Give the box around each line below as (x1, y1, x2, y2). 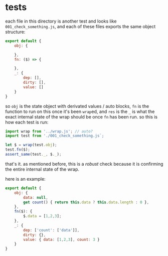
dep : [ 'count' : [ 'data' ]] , (23, 227, 80, 232)
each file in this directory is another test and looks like (5, 18, 117, 24)
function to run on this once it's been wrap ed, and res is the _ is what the (5, 108, 155, 114)
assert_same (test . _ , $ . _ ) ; (5, 152, 62, 157)
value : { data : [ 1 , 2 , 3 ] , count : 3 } (23, 237, 100, 242)
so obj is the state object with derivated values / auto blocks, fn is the (5, 103, 149, 109)
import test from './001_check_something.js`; (5, 134, 104, 139)
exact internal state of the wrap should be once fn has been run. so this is (5, 113, 158, 119)
